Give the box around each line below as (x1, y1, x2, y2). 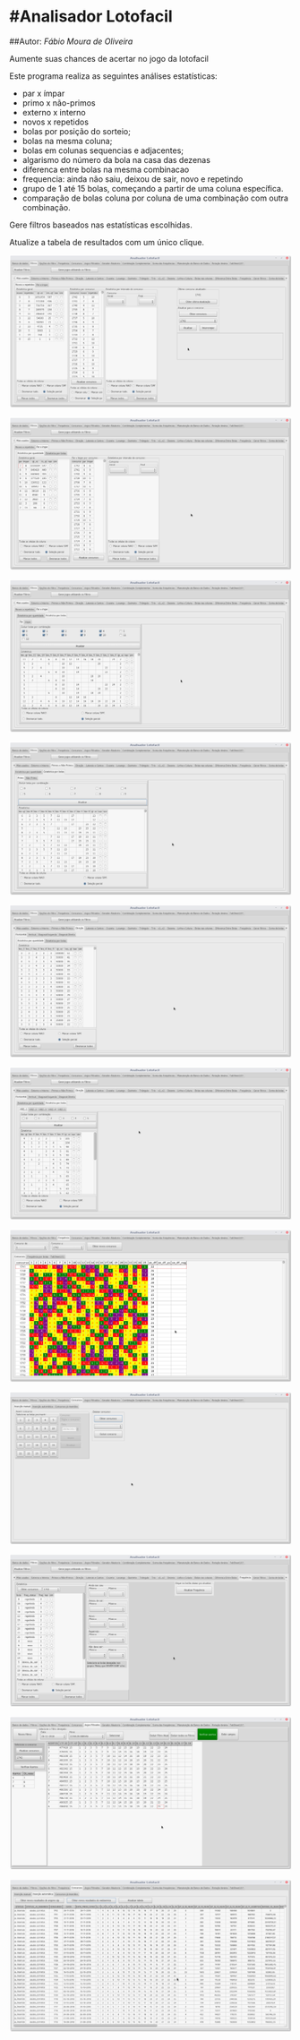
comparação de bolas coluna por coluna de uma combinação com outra (21, 193, 289, 203)
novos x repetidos (21, 116, 90, 127)
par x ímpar (21, 88, 65, 99)
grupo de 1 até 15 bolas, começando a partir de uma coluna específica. (21, 183, 284, 193)
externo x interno (21, 107, 87, 117)
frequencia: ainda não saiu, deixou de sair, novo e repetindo (21, 173, 244, 184)
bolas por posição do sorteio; (21, 125, 132, 136)
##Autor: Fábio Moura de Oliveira (9, 36, 133, 47)
